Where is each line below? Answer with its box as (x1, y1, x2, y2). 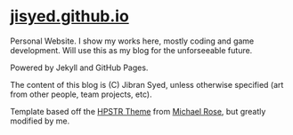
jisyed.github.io (10, 6, 130, 27)
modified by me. (10, 115, 70, 126)
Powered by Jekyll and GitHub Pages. (10, 62, 149, 73)
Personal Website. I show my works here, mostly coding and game (10, 36, 255, 46)
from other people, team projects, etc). (10, 89, 152, 99)
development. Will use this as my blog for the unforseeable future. (10, 44, 253, 55)
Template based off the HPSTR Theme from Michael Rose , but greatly (10, 106, 266, 116)
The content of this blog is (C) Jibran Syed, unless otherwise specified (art (10, 79, 284, 90)
